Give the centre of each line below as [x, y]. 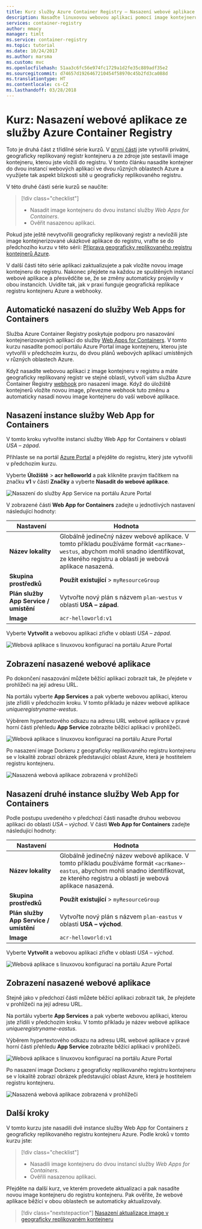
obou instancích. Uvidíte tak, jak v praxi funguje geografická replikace [93, 284]
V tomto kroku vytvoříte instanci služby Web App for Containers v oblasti [96, 439]
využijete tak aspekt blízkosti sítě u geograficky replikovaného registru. [94, 175]
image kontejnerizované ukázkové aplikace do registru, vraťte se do [90, 241]
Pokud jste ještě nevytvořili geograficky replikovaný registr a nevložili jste [97, 234]
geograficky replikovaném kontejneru [67, 1219]
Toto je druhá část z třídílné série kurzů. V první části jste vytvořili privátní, [98, 149]
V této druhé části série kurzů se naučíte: [57, 187]
